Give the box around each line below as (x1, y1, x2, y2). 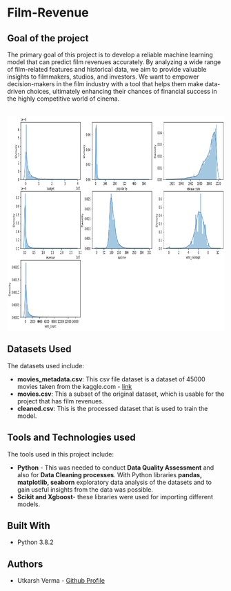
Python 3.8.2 (17, 538, 54, 546)
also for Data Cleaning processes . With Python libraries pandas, (17, 470, 202, 479)
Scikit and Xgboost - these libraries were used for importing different (17, 492, 214, 501)
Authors (7, 558, 43, 570)
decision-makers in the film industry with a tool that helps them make (7, 80, 203, 88)
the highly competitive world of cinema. (7, 94, 120, 103)
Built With (7, 520, 50, 532)
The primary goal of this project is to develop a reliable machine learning (7, 50, 214, 59)
